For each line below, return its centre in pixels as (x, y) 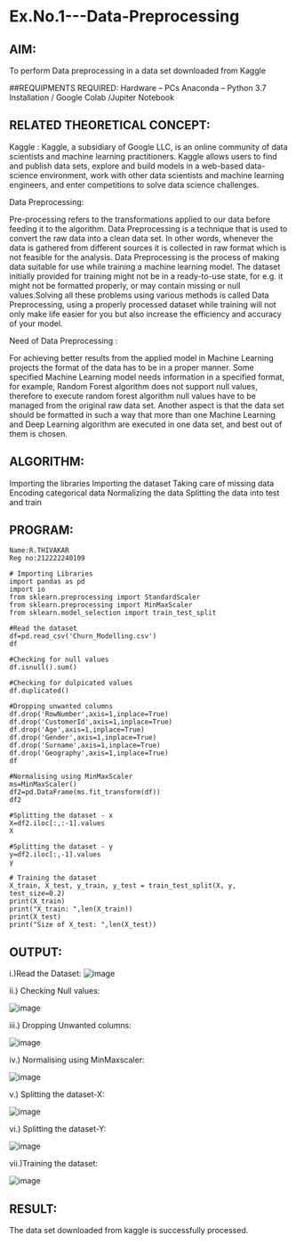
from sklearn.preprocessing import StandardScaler (105, 597)
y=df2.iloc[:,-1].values (55, 855)
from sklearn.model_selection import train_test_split (113, 613)
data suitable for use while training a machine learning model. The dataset (145, 266)
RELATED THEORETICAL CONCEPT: (110, 125)
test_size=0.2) (37, 894)
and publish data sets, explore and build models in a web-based (127, 166)
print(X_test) (36, 917)
